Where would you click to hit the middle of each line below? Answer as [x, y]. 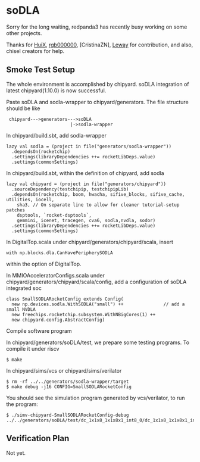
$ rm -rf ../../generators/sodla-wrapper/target [68, 382]
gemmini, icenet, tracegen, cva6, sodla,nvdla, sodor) [86, 220]
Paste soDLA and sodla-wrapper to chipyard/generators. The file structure [97, 102]
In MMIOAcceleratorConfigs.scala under [56, 275]
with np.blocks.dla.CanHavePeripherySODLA [60, 253]
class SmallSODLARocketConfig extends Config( [65, 299]
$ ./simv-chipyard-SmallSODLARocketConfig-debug [68, 415]
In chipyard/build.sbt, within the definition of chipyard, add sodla [85, 173]
